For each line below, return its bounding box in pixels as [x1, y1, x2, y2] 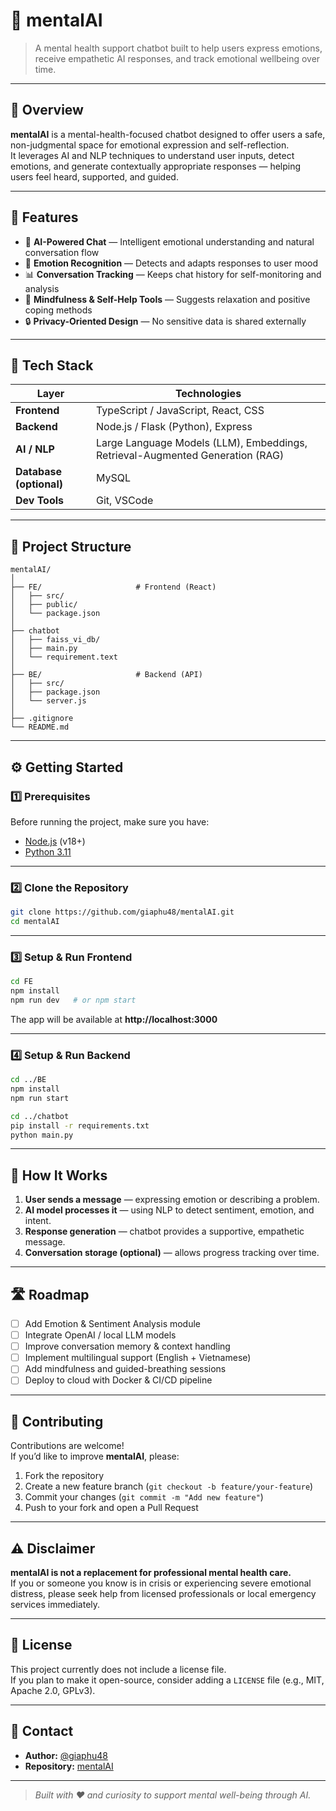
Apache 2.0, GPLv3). [10, 1684, 96, 1696]
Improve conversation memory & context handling [24, 1340, 231, 1353]
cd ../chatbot [10, 1111, 70, 1121]
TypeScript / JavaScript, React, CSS [96, 404, 265, 418]
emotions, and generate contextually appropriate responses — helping [10, 160, 302, 172]
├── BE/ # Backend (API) [10, 670, 203, 680]
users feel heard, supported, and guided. [10, 170, 179, 183]
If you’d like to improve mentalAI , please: [10, 1450, 180, 1463]
